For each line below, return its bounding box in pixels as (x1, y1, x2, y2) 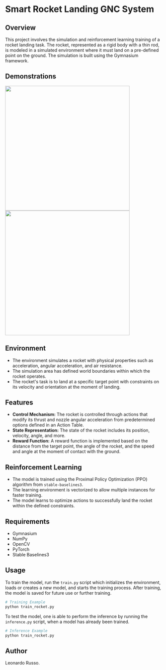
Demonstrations (5, 72, 56, 81)
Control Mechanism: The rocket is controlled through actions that (12, 412, 148, 418)
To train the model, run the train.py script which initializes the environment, (5, 579, 161, 585)
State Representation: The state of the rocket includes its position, (12, 428, 150, 434)
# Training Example (5, 600, 46, 605)
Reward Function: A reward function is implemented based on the (12, 438, 148, 444)
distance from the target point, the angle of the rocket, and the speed (12, 443, 155, 449)
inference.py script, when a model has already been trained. (5, 619, 130, 625)
